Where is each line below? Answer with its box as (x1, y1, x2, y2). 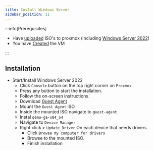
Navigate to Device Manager (19, 119, 76, 125)
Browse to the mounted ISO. (27, 135, 85, 141)
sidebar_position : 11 (5, 12, 50, 17)
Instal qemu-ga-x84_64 (19, 114, 63, 120)
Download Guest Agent (19, 99, 67, 104)
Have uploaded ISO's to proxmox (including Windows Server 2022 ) (12, 35, 150, 41)
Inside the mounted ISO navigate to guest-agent (19, 109, 117, 115)
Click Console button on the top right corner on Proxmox (19, 83, 132, 89)
